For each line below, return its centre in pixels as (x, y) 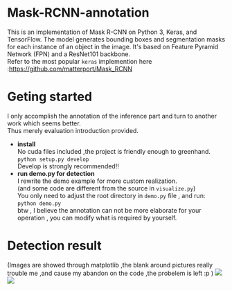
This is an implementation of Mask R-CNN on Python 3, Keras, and (102, 32)
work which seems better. (44, 123)
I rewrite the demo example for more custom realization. (97, 181)
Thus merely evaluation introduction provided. (73, 130)
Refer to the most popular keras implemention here (80, 61)
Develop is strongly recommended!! (68, 166)
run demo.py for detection (56, 173)
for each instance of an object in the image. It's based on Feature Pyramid (113, 46)
